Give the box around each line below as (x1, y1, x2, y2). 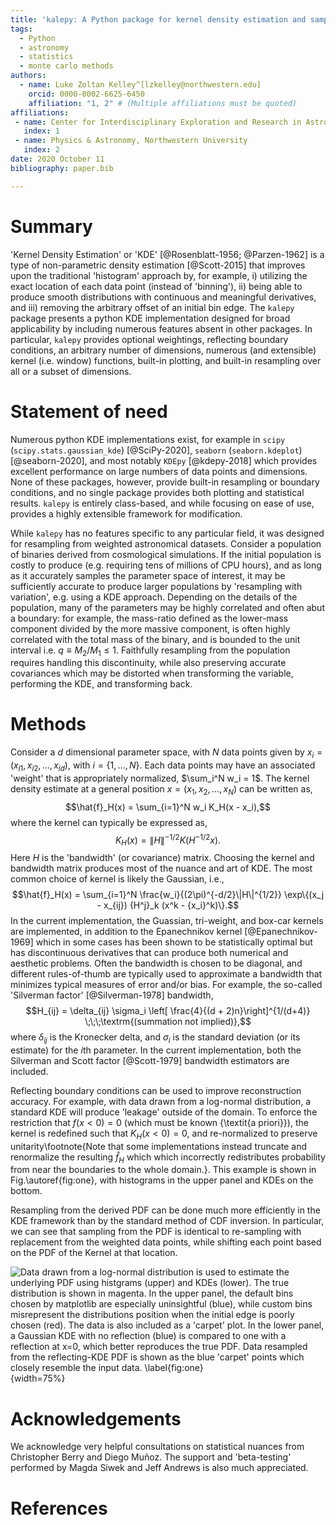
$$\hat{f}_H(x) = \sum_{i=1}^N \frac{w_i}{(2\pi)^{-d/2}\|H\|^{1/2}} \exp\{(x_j (11, 889, 325, 901)
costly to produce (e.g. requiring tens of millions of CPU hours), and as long (10, 559, 322, 571)
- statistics (19, 52, 74, 62)
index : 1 (23, 126, 60, 136)
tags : (10, 24, 33, 34)
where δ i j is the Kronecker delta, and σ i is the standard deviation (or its (10, 1031, 301, 1045)
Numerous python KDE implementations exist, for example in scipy (10, 433, 286, 445)
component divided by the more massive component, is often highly (10, 622, 291, 635)
